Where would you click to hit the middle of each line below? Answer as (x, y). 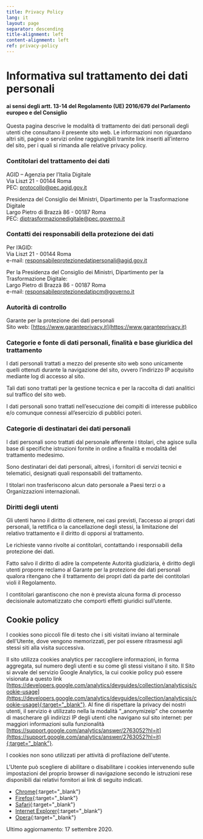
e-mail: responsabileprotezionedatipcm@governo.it (70, 291)
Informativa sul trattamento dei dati (97, 76)
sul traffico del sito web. (36, 395)
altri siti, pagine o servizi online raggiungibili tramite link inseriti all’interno (98, 139)
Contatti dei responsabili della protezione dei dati (80, 234)
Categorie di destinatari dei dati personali (68, 429)
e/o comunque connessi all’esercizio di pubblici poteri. (74, 413)
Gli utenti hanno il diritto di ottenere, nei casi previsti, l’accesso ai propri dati (101, 520)
